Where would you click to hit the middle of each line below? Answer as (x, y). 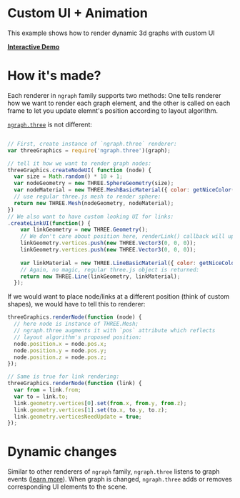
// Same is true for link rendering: (64, 377)
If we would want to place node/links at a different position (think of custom (119, 297)
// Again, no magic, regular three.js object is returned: (110, 269)
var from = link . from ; (47, 390)
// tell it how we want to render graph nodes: (80, 163)
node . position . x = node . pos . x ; (60, 344)
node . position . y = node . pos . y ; (60, 350)
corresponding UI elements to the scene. (67, 487)
